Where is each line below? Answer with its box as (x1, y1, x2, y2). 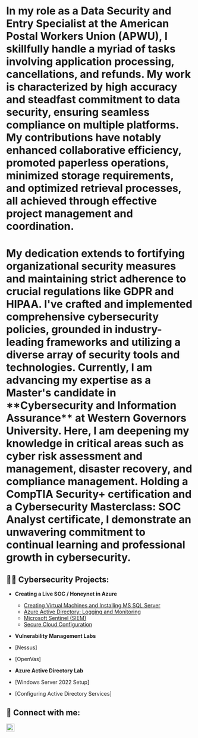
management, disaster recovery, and (6, 462, 193, 476)
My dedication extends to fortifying (6, 247, 186, 261)
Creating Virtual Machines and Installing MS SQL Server (23, 602, 161, 609)
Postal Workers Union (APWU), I (6, 30, 168, 43)
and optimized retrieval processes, (6, 182, 182, 195)
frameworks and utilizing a (46, 336, 181, 349)
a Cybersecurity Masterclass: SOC (6, 500, 181, 514)
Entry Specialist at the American (6, 17, 169, 30)
